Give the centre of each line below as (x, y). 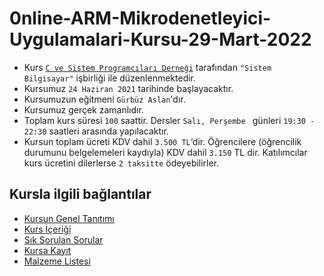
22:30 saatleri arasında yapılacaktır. (96, 131)
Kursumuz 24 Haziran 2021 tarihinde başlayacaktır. (128, 88)
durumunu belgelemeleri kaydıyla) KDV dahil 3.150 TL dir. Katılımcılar (165, 152)
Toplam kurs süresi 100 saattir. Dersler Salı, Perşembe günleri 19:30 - (169, 120)
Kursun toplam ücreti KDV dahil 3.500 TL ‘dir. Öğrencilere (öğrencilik (162, 141)
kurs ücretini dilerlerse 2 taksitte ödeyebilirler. (121, 163)
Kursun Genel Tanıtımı (69, 218)
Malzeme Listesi (57, 261)
